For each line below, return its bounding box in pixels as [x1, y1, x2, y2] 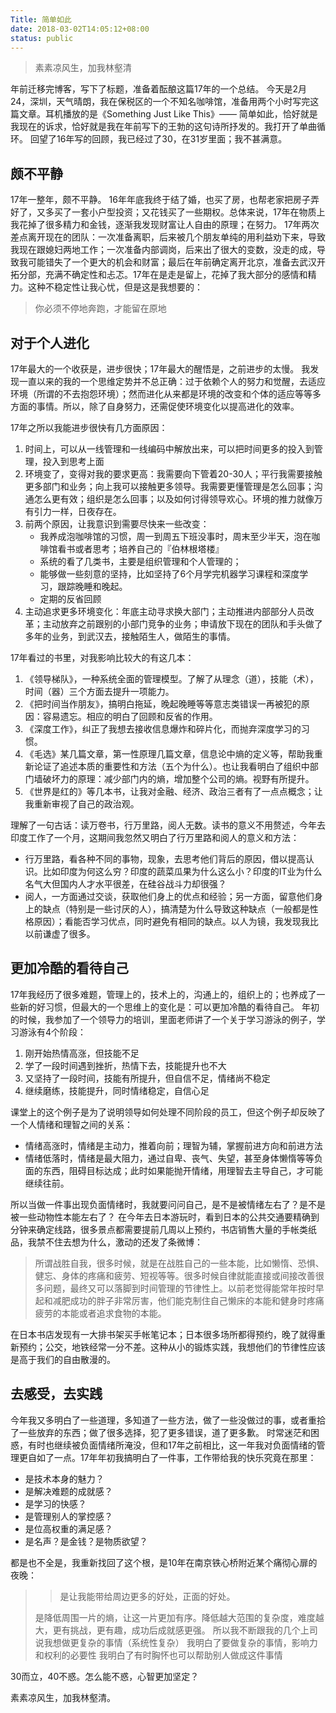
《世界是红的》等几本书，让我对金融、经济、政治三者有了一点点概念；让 [24, 786, 323, 797]
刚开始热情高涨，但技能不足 [24, 1047, 140, 1059]
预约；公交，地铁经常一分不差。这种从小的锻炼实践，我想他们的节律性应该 [18, 1341, 326, 1353]
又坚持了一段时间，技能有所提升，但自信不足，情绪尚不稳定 [24, 1072, 271, 1084]
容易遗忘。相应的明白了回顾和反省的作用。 [42, 711, 218, 722]
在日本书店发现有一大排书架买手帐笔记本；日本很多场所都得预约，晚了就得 [10, 1328, 317, 1340]
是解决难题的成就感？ [24, 1485, 113, 1497]
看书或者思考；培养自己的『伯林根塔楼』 [57, 543, 225, 555]
